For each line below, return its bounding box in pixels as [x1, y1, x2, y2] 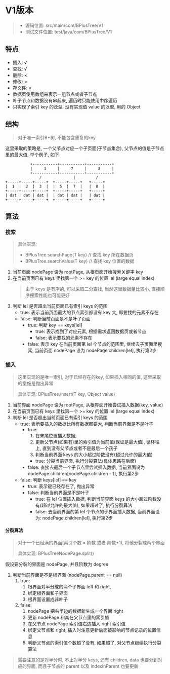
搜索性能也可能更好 [29, 292, 70, 298]
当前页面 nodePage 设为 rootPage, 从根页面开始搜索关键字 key [12, 269, 143, 275]
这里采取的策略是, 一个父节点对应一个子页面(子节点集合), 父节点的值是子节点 [5, 145, 164, 151]
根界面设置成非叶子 [27, 596, 68, 602]
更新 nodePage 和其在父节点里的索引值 [27, 614, 110, 620]
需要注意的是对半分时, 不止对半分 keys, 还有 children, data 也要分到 [17, 657, 158, 663]
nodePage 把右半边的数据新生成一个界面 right [27, 608, 123, 614]
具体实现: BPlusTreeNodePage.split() [17, 550, 95, 556]
